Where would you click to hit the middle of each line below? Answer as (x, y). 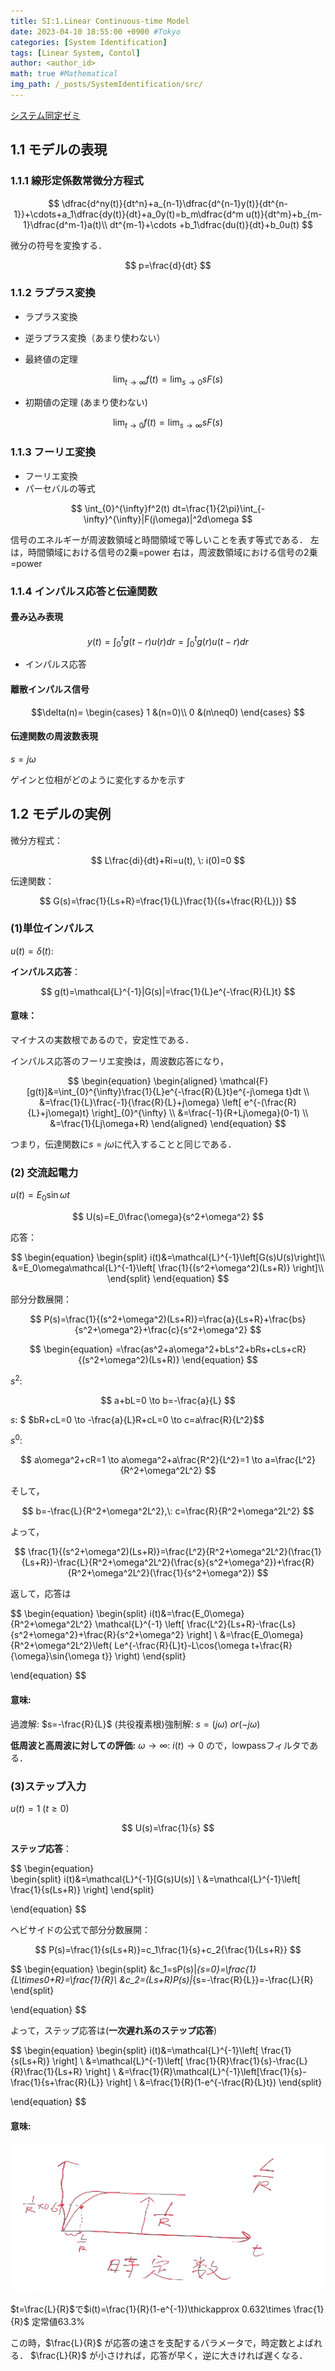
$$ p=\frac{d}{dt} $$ (168, 265)
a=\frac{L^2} (290, 1460)
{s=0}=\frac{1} (226, 1969)
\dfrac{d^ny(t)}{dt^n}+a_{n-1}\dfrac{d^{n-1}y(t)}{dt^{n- (174, 203)
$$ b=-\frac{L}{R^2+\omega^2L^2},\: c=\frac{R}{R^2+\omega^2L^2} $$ (168, 1511)
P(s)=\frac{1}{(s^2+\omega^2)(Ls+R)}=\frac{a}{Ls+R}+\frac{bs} (175, 1319)
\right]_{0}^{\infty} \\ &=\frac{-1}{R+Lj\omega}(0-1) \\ (200, 1113)
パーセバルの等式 (60, 488)
